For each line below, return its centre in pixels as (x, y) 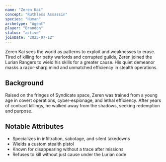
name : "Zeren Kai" (24, 10)
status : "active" (23, 33)
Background (24, 83)
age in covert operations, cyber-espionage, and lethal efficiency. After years (83, 100)
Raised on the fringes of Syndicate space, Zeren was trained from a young (82, 95)
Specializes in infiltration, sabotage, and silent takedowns (71, 138)
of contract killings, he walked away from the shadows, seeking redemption (83, 105)
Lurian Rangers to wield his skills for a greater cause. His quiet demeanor (80, 62)
